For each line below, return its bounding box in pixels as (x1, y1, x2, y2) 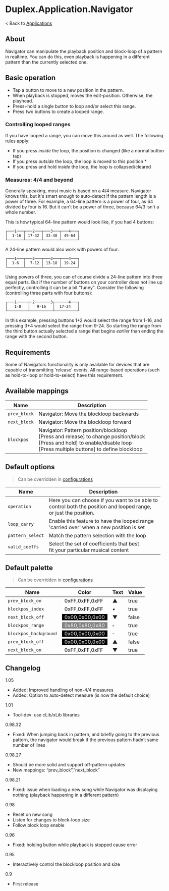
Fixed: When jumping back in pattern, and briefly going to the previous (12, 732, 160, 738)
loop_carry (8, 521, 34, 527)
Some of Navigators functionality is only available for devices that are (5, 361, 150, 367)
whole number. (5, 209, 36, 215)
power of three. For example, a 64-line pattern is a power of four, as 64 (5, 198, 153, 205)
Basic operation (5, 74, 56, 82)
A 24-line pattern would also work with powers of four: (5, 246, 120, 253)
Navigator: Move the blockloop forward (38, 418, 132, 425)
